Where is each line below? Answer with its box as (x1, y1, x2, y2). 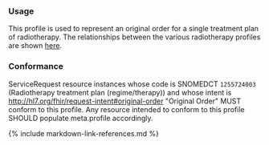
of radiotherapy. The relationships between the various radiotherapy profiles (8, 32, 261, 42)
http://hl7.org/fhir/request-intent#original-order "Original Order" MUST (8, 96, 242, 106)
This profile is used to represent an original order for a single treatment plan (8, 24, 259, 34)
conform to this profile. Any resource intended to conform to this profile (8, 104, 245, 114)
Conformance (8, 61, 64, 72)
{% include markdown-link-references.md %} (8, 128, 159, 138)
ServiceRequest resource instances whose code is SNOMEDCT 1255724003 (8, 79, 257, 89)
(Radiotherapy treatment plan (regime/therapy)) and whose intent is (8, 87, 232, 97)
